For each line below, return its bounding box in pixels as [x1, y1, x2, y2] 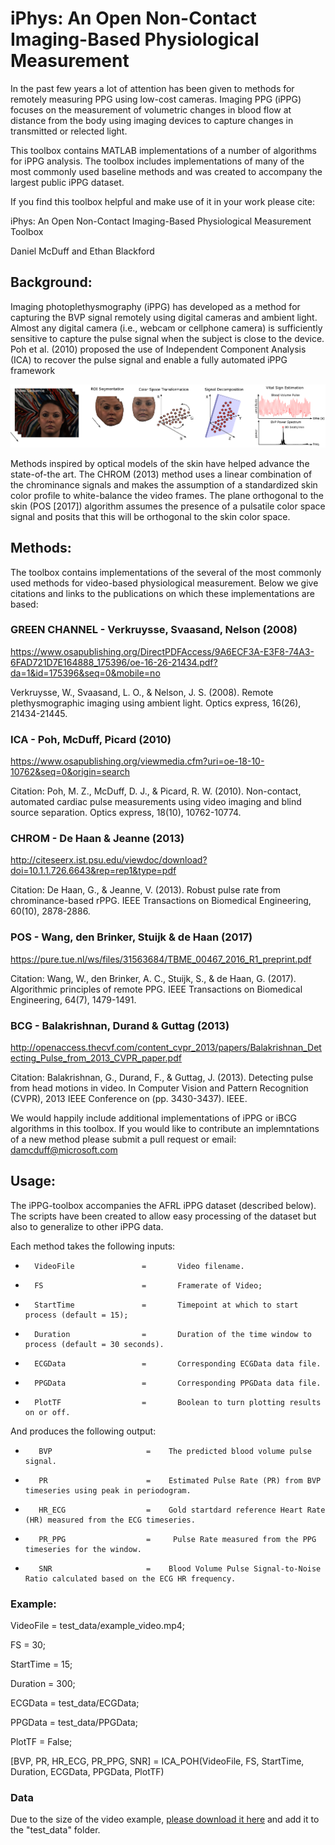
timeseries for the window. [24, 1544, 142, 1554]
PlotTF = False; [10, 1736, 73, 1748]
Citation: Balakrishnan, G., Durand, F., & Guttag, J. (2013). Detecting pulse [10, 1072, 314, 1084]
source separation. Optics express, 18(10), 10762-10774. [10, 807, 242, 819]
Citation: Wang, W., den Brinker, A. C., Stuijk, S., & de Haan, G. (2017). [10, 972, 297, 984]
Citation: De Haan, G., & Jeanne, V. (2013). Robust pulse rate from [10, 884, 281, 896]
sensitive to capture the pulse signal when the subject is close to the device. [10, 332, 325, 344]
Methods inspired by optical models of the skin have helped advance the [10, 457, 310, 469]
